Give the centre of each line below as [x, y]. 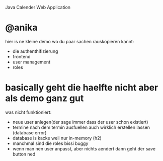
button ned [24, 154]
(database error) [29, 132]
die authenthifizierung [35, 51]
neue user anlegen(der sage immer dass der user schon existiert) [80, 122]
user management [31, 62]
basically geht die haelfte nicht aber [82, 88]
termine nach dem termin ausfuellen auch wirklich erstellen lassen [81, 127]
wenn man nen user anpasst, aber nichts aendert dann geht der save [84, 148]
